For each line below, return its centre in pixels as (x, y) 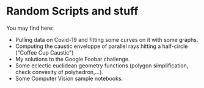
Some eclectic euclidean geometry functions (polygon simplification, (102, 66)
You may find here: (30, 28)
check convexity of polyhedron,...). (59, 72)
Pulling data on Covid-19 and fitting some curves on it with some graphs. (107, 39)
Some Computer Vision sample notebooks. (69, 78)
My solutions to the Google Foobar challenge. (72, 59)
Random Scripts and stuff (72, 11)
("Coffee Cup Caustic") (44, 52)
